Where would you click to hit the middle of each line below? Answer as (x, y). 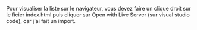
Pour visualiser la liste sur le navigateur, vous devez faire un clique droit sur (98, 9)
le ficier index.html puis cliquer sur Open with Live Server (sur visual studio (98, 15)
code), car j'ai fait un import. (41, 21)
